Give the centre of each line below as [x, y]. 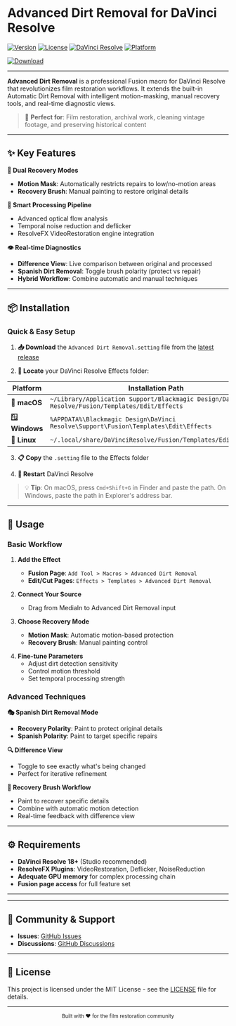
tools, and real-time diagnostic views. [61, 103]
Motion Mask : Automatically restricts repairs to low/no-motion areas [117, 183]
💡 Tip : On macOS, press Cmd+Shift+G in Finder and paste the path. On [125, 488]
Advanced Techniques [47, 697]
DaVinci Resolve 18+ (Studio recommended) [82, 862]
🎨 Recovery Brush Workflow [49, 787]
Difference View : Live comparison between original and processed [115, 263]
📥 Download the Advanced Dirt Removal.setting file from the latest [116, 347]
